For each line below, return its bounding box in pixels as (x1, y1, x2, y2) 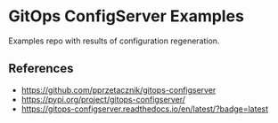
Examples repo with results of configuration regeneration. (8, 35, 220, 46)
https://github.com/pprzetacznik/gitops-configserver (20, 84, 217, 95)
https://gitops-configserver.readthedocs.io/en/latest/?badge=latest (20, 104, 269, 114)
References (8, 61, 74, 76)
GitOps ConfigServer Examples (8, 6, 244, 27)
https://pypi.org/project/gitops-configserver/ (20, 94, 186, 104)
